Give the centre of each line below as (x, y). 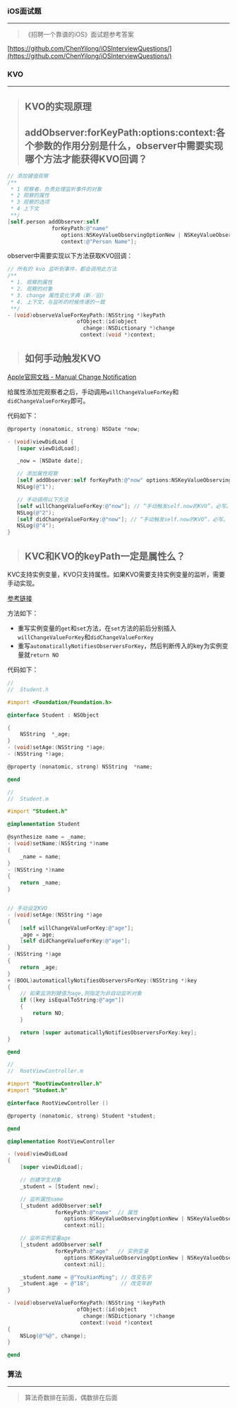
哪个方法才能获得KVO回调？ (86, 159)
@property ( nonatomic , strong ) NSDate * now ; (74, 429)
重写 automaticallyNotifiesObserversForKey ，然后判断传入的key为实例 (120, 646)
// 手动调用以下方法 (43, 499)
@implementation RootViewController (61, 1141)
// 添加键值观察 (28, 176)
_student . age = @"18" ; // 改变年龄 (86, 1284)
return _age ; (39, 967)
